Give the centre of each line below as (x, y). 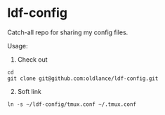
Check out (32, 59)
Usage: (18, 46)
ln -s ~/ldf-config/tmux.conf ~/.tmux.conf (72, 104)
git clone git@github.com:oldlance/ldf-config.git (83, 79)
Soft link (29, 91)
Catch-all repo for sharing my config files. (68, 32)
